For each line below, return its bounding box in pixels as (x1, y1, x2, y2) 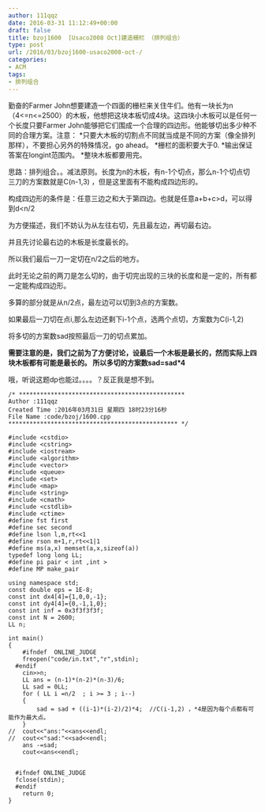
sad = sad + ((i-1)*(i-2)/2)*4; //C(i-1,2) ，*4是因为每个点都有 (36, 705, 248, 713)
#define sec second (8, 523, 73, 531)
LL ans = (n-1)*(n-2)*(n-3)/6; (22, 676, 125, 684)
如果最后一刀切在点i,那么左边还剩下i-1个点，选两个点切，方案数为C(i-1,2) (8, 314, 244, 324)
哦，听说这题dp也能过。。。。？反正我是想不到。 (8, 374, 159, 384)
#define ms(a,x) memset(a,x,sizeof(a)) (8, 544, 140, 552)
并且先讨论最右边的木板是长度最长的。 (8, 237, 132, 246)
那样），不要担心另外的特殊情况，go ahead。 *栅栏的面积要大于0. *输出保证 (8, 140, 253, 150)
